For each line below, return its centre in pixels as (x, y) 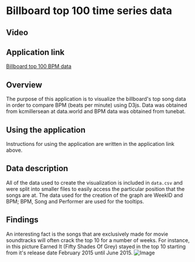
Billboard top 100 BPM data (39, 66)
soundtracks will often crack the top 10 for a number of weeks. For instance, (98, 240)
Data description (37, 169)
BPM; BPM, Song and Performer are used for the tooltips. (75, 201)
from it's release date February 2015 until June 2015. (69, 253)
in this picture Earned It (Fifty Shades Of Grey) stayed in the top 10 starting (96, 246)
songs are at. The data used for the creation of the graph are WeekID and (95, 195)
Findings (23, 220)
